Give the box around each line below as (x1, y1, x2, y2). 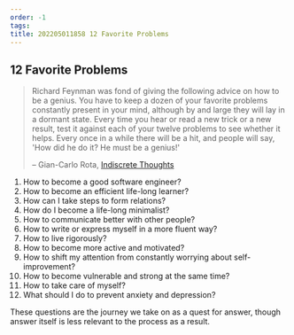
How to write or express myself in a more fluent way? (22, 223, 218, 235)
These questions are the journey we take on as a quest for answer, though (10, 307, 282, 317)
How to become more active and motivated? (22, 243, 185, 253)
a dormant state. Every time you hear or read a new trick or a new (31, 114, 272, 125)
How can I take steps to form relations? (22, 196, 166, 206)
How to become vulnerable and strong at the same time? (22, 271, 230, 282)
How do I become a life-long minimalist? (22, 205, 170, 215)
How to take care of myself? (22, 280, 127, 291)
